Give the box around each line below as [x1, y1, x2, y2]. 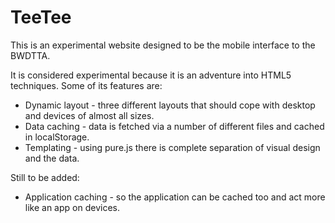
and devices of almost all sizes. [24, 109, 155, 121]
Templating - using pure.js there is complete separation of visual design [24, 141, 321, 153]
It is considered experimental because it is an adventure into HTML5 [10, 69, 292, 81]
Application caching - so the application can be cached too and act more [24, 191, 326, 203]
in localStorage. [24, 131, 90, 143]
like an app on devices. [24, 201, 120, 213]
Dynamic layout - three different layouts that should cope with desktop [24, 99, 316, 111]
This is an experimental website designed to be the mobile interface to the [10, 39, 316, 51]
